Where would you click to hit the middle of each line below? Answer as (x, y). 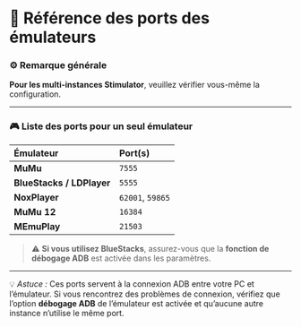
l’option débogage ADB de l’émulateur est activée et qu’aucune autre (137, 303)
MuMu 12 (35, 211)
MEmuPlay (37, 226)
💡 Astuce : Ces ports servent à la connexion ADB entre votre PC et (132, 284)
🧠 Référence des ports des (110, 18)
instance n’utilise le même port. (67, 313)
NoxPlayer (37, 197)
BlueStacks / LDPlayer (62, 183)
